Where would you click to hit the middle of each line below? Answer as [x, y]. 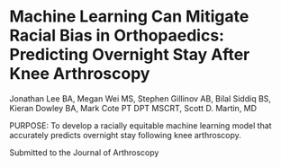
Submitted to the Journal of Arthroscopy [84, 152]
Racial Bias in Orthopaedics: [117, 35]
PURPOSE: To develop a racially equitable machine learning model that [140, 125]
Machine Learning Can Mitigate [129, 17]
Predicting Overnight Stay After [130, 55]
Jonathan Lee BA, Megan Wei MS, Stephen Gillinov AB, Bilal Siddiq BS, [140, 98]
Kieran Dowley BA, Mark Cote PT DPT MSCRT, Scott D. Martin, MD [133, 108]
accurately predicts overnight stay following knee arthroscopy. [125, 135]
